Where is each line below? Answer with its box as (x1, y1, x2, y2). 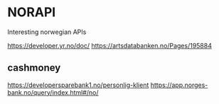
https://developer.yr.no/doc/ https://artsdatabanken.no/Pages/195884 (7, 41, 212, 50)
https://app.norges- (150, 81, 208, 89)
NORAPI (7, 4, 56, 21)
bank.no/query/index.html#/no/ (7, 88, 99, 96)
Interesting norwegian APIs (7, 28, 87, 36)
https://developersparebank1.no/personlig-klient (7, 81, 149, 89)
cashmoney (7, 62, 61, 74)
